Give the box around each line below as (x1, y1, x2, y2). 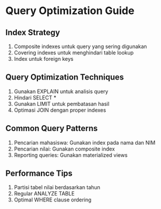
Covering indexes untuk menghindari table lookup (13, 49, 134, 56)
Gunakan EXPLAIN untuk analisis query (13, 88, 108, 95)
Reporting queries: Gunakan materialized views (13, 151, 128, 159)
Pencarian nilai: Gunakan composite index (13, 145, 115, 152)
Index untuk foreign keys (13, 56, 73, 62)
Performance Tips (5, 169, 73, 179)
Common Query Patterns (5, 124, 98, 133)
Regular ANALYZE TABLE (13, 190, 75, 197)
